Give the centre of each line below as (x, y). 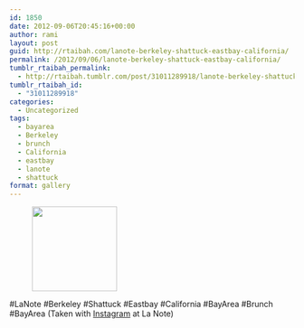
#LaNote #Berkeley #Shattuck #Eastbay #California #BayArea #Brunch (142, 305)
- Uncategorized (48, 110)
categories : (32, 102)
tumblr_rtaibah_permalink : (60, 69)
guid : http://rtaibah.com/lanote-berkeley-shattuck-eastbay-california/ (149, 52)
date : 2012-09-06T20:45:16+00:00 (72, 26)
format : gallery (40, 186)
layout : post (34, 43)
